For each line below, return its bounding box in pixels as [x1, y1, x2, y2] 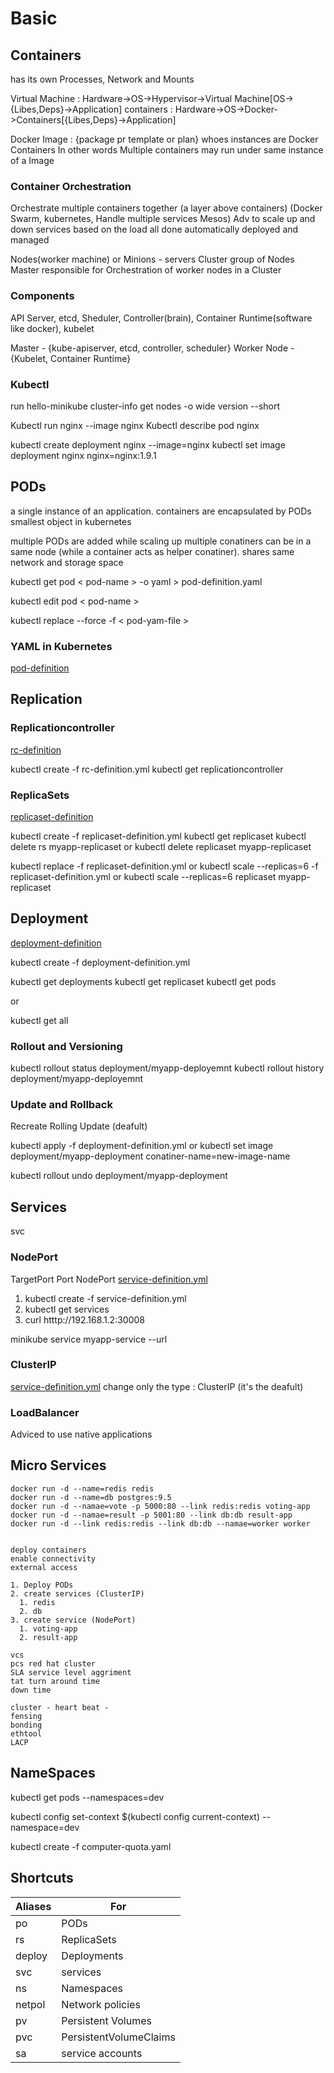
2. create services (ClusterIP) [10, 1588, 145, 1599]
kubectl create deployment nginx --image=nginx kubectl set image [10, 438, 286, 451]
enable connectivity [10, 1553, 97, 1564]
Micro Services [10, 1457, 107, 1474]
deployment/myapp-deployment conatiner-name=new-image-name [10, 1150, 291, 1162]
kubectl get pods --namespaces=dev [10, 1791, 165, 1803]
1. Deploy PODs [10, 1580, 74, 1590]
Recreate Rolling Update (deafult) [10, 1120, 148, 1132]
